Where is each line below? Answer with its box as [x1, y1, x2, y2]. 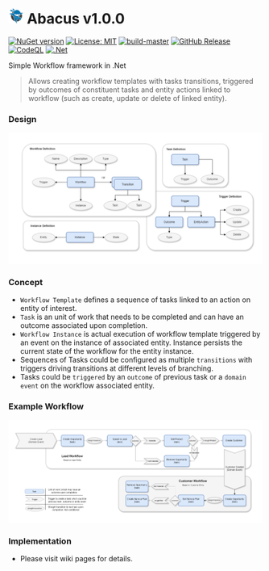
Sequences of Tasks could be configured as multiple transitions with [19, 355, 253, 365]
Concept [8, 277, 43, 288]
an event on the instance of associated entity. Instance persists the [19, 338, 243, 347]
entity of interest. [19, 304, 77, 313]
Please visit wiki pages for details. [19, 553, 133, 563]
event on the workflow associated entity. [19, 380, 155, 391]
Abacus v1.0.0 [27, 10, 125, 28]
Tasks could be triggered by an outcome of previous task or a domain [19, 372, 247, 382]
